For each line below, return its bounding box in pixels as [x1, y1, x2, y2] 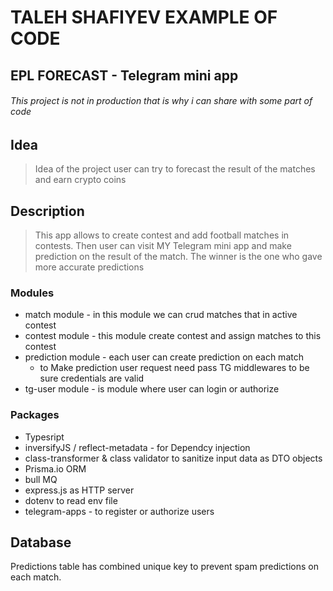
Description [10, 202, 85, 220]
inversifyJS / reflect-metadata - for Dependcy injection [24, 441, 251, 453]
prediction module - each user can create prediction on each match [24, 351, 304, 363]
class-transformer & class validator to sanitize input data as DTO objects [24, 452, 323, 464]
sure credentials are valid [39, 372, 145, 385]
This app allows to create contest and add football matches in [34, 229, 290, 241]
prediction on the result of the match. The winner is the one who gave [34, 251, 323, 263]
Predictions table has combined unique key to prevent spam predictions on [10, 561, 319, 573]
